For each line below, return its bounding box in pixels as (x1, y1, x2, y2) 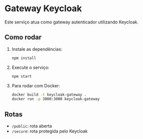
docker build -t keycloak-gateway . (11, 92, 87, 97)
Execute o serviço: (11, 64, 49, 70)
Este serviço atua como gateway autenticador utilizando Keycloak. (4, 19, 139, 25)
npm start (11, 74, 32, 79)
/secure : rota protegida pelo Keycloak (11, 128, 88, 134)
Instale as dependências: (11, 46, 62, 52)
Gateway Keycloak (4, 3, 82, 14)
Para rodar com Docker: (11, 82, 60, 88)
